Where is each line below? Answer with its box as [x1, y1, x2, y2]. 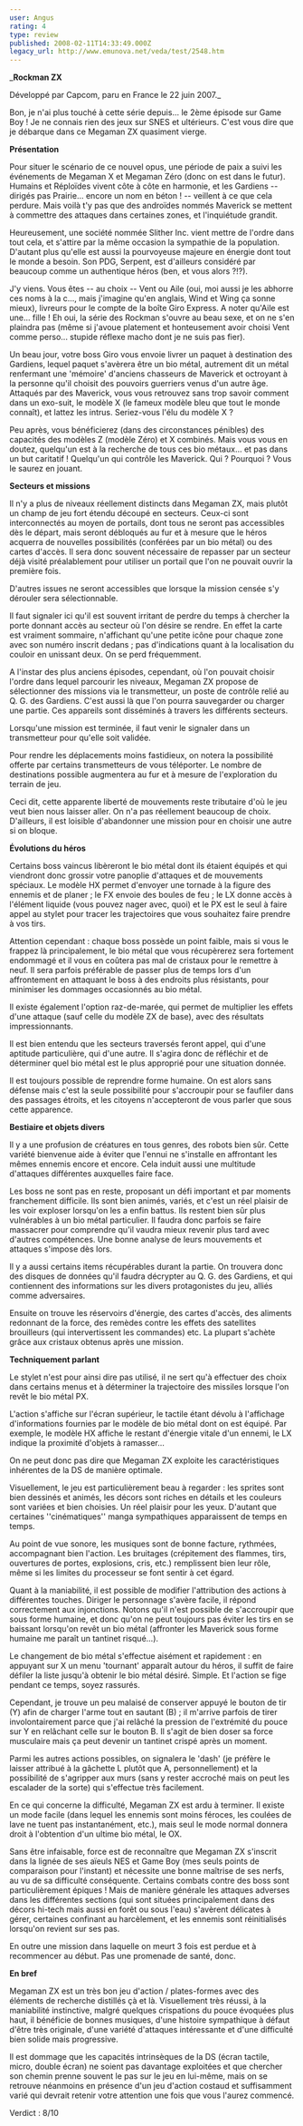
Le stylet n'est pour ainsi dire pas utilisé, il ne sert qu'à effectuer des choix [9, 1371, 288, 1383]
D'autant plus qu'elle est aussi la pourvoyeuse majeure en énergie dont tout [9, 247, 291, 258]
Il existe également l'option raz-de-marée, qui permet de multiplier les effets [9, 1001, 294, 1012]
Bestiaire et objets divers [9, 1122, 106, 1133]
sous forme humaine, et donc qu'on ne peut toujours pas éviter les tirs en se [9, 1614, 294, 1624]
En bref [9, 1968, 38, 1979]
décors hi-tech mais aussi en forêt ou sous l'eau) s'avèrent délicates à [9, 1904, 271, 1915]
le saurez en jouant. [9, 463, 83, 474]
